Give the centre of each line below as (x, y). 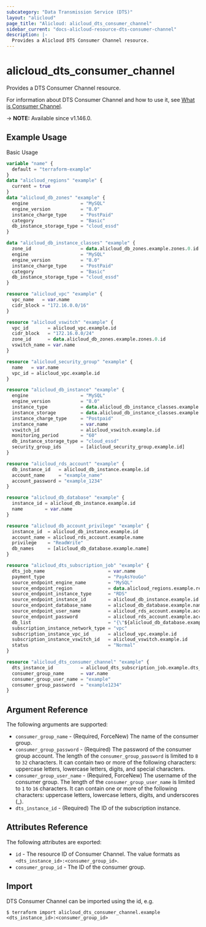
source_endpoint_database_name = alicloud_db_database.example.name (108, 606)
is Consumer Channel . (34, 106)
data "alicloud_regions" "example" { (55, 181)
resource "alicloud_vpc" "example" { (55, 294)
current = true (31, 187)
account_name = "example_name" (57, 475)
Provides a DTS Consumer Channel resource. (63, 88)
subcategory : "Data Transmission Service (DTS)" (70, 12)
